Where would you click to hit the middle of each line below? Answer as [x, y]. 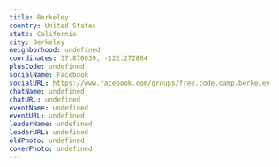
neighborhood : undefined [55, 50]
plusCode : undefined [47, 67]
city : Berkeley [37, 42]
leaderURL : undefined [49, 133]
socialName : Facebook [49, 75]
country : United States [53, 26]
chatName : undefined [47, 91]
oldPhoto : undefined [47, 140]
